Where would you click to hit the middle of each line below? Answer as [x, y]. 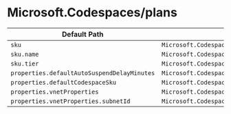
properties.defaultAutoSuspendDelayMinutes [83, 73]
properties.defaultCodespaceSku [64, 82]
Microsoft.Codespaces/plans [92, 13]
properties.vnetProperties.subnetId [70, 101]
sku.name [25, 54]
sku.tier [25, 63]
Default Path [82, 34]
